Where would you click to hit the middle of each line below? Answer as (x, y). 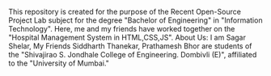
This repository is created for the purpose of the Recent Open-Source (125, 12)
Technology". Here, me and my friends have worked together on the (122, 29)
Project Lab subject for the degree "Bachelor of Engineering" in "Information (135, 20)
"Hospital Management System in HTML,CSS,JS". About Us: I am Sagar (127, 37)
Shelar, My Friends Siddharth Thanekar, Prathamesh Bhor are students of (130, 46)
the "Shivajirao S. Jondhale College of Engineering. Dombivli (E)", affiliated (133, 55)
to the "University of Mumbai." (59, 63)
